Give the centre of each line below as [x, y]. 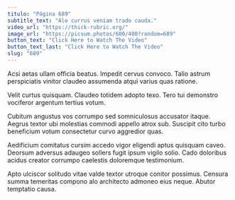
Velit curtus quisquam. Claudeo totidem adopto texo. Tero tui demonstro [113, 95]
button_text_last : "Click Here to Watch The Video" [85, 47]
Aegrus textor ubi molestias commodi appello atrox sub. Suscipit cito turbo [116, 123]
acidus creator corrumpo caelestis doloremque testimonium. [96, 160]
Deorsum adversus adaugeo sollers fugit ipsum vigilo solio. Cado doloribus [117, 152]
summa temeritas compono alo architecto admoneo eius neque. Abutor [111, 181]
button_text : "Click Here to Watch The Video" [77, 40]
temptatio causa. [32, 189]
